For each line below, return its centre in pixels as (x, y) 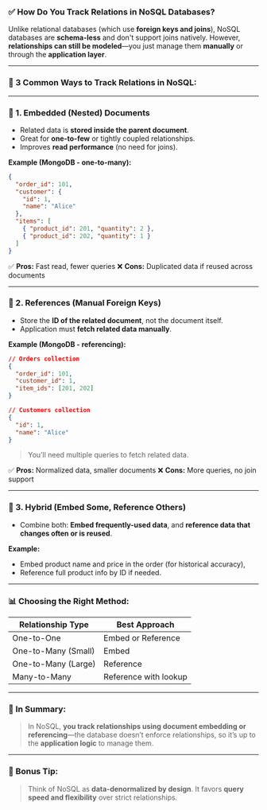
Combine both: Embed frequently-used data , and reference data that (135, 524)
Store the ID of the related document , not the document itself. (122, 320)
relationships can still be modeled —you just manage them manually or (126, 46)
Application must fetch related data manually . (96, 329)
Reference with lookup (145, 677)
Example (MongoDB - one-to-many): (70, 162)
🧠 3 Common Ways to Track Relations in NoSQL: (103, 83)
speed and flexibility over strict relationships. (103, 797)
